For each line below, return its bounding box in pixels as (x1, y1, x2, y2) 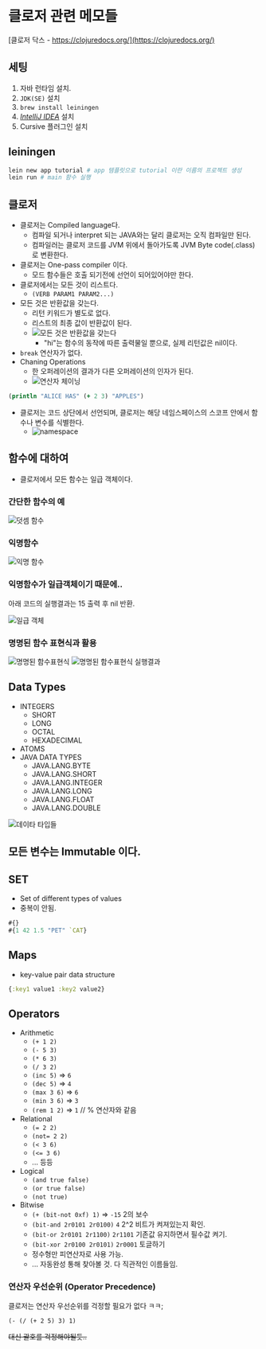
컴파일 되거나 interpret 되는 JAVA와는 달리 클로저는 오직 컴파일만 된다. (31, 230, 252, 240)
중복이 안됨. (19, 903, 57, 913)
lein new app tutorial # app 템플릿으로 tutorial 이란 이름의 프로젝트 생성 (8, 166, 242, 174)
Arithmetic (19, 1028, 54, 1038)
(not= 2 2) (31, 1133, 68, 1140)
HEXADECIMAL (31, 735, 83, 745)
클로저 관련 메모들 (8, 7, 118, 25)
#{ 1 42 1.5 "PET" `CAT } (8, 926, 88, 934)
